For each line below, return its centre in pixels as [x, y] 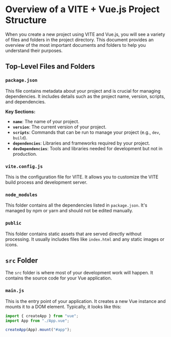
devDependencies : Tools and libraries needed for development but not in [88, 148]
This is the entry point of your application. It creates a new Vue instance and [86, 301]
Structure [26, 20]
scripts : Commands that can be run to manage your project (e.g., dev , [87, 132]
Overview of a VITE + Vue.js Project [82, 9]
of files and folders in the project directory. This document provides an [80, 40]
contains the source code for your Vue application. [59, 278]
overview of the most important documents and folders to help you [76, 45]
